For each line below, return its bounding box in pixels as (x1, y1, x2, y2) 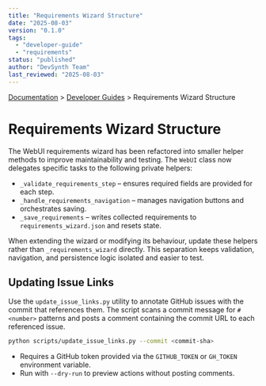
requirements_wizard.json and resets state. (19, 220, 162, 230)
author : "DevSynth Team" (8, 63, 90, 71)
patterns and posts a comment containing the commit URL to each (38, 314, 255, 323)
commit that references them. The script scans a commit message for (8, 305, 236, 315)
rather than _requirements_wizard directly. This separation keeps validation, (8, 244, 255, 254)
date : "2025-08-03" (8, 19, 73, 27)
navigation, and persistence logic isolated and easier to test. (8, 253, 204, 262)
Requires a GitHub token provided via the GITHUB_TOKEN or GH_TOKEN (19, 352, 237, 361)
